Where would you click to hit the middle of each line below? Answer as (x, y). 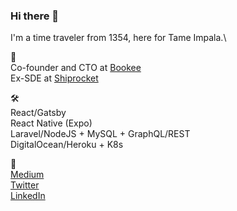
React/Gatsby (38, 113)
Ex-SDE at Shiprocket (54, 78)
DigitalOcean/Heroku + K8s (67, 145)
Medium (27, 175)
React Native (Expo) (51, 123)
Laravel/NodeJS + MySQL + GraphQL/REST (100, 134)
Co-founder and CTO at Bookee (76, 68)
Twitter (25, 185)
